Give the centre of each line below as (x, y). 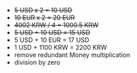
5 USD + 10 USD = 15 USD (52, 32)
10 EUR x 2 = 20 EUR (44, 18)
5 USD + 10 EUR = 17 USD (52, 40)
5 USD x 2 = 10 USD (43, 10)
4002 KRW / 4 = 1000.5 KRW (56, 25)
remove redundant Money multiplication (72, 55)
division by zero (37, 62)
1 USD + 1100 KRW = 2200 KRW (60, 47)
